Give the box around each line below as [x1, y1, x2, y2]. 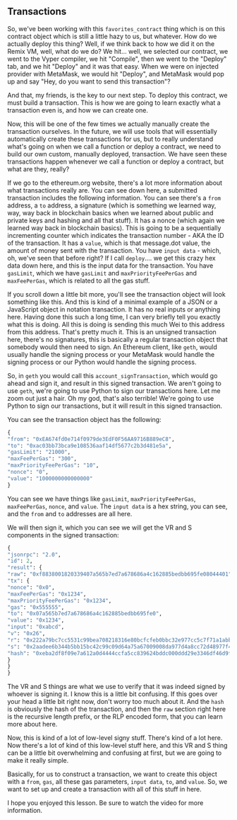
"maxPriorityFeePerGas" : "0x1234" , [7, 597, 112, 604]
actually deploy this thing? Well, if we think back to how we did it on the [7, 39, 215, 48]
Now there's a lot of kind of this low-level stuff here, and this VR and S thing [7, 741, 228, 750]
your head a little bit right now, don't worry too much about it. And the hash [7, 697, 224, 706]
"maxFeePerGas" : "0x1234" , [7, 591, 87, 598]
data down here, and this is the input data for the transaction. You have [7, 261, 214, 270]
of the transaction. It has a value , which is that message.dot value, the [7, 239, 211, 247]
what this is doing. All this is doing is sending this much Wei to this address [7, 320, 225, 329]
